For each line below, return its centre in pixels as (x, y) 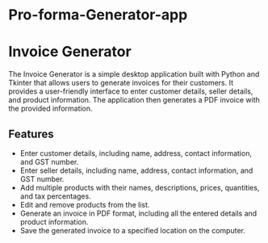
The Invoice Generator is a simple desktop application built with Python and (134, 74)
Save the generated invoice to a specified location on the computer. (133, 230)
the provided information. (50, 109)
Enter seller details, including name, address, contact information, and (136, 170)
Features (31, 134)
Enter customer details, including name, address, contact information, (136, 153)
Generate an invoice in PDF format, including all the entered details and (138, 213)
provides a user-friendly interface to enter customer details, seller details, (131, 91)
